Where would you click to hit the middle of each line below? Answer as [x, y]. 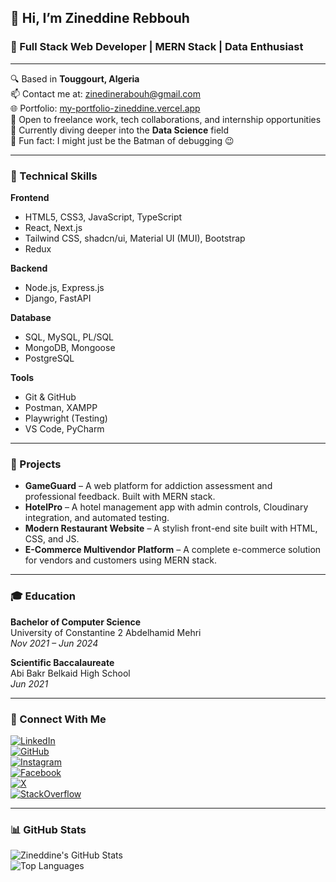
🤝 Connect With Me [58, 719]
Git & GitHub [50, 397]
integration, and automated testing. [97, 518]
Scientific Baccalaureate [62, 662]
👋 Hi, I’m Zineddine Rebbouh [100, 18]
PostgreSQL [49, 358]
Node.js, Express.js [64, 287]
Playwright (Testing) [66, 418]
